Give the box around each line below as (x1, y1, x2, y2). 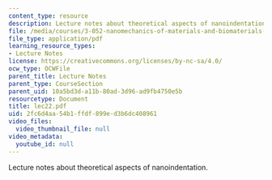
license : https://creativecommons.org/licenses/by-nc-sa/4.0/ (8, 58, 223, 66)
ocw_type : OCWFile (8, 65, 70, 73)
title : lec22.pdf (8, 102, 67, 110)
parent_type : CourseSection (8, 79, 104, 88)
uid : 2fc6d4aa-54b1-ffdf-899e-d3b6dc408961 (8, 110, 158, 118)
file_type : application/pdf (8, 34, 104, 43)
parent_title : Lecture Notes (8, 72, 107, 80)
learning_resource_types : (8, 42, 96, 50)
